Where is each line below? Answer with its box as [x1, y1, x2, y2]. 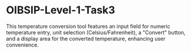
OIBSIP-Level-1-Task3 [6, 3, 116, 17]
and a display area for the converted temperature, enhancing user [6, 35, 166, 42]
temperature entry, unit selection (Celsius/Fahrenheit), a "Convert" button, [6, 29, 186, 36]
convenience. [6, 41, 39, 48]
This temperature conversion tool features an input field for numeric [6, 23, 170, 30]
